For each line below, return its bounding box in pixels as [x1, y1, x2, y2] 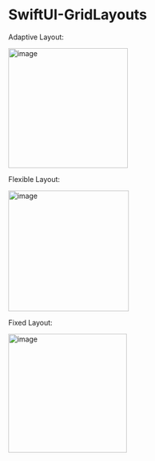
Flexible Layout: [8, 174, 61, 184]
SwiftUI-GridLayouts [8, 6, 148, 24]
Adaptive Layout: [8, 32, 64, 42]
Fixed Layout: [8, 317, 54, 327]
